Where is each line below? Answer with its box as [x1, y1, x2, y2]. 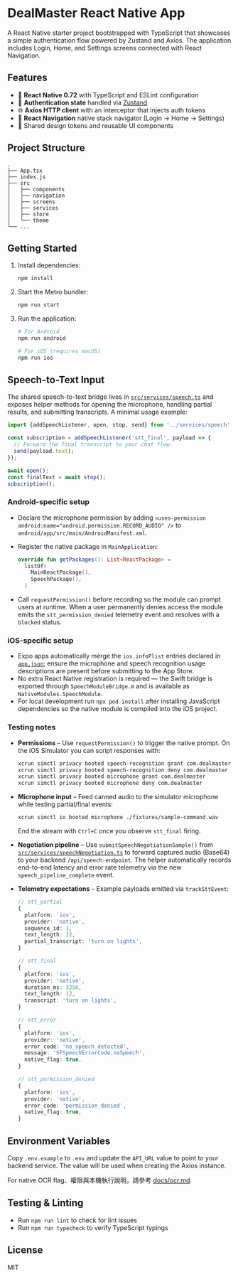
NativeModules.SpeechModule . [17, 690, 103, 698]
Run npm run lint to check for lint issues [17, 1216, 137, 1224]
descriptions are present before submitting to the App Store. [17, 667, 195, 675]
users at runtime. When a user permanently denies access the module [17, 603, 224, 611]
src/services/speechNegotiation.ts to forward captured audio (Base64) [17, 848, 230, 857]
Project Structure [7, 142, 85, 154]
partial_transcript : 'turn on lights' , [24, 938, 143, 945]
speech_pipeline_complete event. [17, 871, 115, 880]
